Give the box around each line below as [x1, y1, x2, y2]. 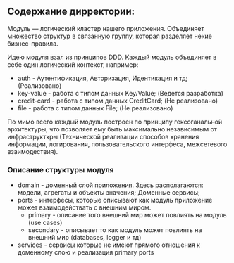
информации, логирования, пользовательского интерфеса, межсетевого [7, 140, 228, 148]
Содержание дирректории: [7, 6, 135, 18]
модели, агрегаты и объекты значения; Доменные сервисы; [17, 188, 201, 197]
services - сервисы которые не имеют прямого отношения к [17, 240, 201, 249]
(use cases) [27, 218, 63, 227]
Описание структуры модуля [7, 165, 114, 174]
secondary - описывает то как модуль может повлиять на [27, 226, 202, 234]
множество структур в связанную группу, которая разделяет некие [7, 32, 213, 40]
